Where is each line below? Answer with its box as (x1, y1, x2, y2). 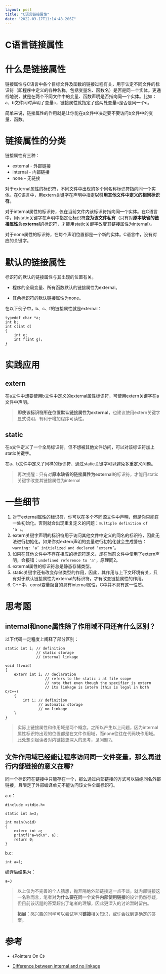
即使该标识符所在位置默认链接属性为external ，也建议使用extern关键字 (17, 409, 161, 415)
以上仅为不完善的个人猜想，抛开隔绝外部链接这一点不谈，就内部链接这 (17, 888, 161, 894)
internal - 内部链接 (12, 169, 50, 175)
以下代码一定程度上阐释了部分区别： (5, 636, 79, 642)
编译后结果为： (5, 869, 36, 875)
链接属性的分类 (5, 135, 66, 146)
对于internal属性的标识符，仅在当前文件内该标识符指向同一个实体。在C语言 (5, 208, 158, 215)
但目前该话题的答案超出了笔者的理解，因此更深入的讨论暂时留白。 (17, 900, 152, 906)
